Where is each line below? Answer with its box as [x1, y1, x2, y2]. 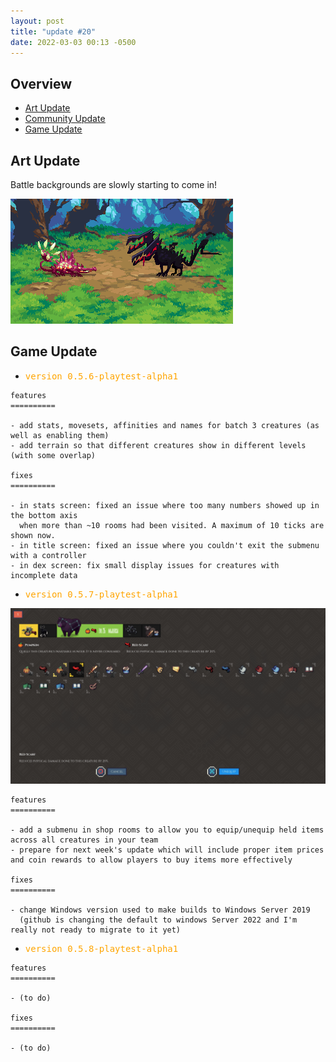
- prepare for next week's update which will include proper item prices [10, 845, 325, 855]
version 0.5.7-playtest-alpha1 [24, 588, 179, 600]
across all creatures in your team [10, 835, 159, 845]
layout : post [10, 16, 65, 26]
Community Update [24, 113, 106, 125]
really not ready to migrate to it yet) [10, 925, 182, 935]
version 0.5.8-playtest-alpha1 [24, 943, 179, 955]
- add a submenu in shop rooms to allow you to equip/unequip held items [10, 825, 325, 835]
